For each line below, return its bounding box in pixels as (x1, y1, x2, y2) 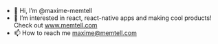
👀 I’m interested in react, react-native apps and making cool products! (13, 14, 212, 22)
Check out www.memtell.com (13, 21, 98, 29)
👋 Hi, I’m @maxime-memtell (13, 7, 93, 14)
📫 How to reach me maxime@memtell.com (13, 29, 138, 37)
